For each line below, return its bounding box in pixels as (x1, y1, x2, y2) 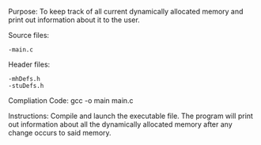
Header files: (8, 59, 51, 69)
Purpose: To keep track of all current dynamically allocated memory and (8, 7, 244, 16)
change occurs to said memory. (8, 128, 112, 137)
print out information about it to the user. (8, 15, 140, 25)
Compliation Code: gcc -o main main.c (8, 96, 134, 105)
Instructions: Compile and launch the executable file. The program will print (8, 111, 253, 120)
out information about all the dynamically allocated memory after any (8, 120, 233, 129)
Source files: (8, 31, 50, 40)
